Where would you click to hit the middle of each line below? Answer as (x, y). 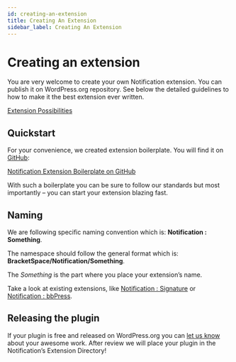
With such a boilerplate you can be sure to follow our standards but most (113, 185)
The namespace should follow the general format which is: (93, 253)
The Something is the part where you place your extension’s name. (105, 275)
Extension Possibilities (40, 111)
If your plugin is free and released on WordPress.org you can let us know (114, 335)
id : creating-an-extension (47, 14)
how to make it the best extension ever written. (76, 97)
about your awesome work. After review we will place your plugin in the (112, 343)
